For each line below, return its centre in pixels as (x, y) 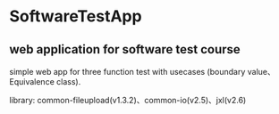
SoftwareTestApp (76, 16)
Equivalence (32, 81)
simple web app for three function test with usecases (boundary (127, 72)
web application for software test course (125, 49)
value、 (261, 72)
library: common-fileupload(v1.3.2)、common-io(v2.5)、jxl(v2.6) (128, 100)
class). (69, 81)
